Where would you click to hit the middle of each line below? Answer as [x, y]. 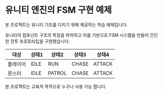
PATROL [57, 73]
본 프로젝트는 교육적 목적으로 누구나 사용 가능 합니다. [56, 86]
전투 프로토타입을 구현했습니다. [40, 41]
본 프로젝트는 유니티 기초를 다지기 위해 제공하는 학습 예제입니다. [66, 25]
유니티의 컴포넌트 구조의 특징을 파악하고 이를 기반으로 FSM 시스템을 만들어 [77, 35]
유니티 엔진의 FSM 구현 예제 [59, 10]
